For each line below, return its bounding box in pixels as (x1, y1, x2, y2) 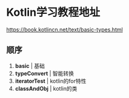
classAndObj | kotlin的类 (15, 85, 78, 92)
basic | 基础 (15, 62, 45, 70)
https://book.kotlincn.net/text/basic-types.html (6, 25, 123, 33)
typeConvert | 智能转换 (15, 70, 74, 77)
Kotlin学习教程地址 (6, 5, 101, 19)
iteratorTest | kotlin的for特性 (15, 77, 87, 85)
